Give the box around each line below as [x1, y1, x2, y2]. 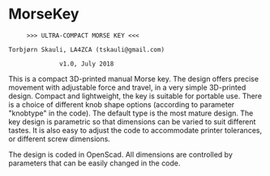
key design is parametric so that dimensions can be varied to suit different [8, 116, 256, 126]
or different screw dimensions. [8, 134, 111, 144]
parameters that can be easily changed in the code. [8, 158, 181, 168]
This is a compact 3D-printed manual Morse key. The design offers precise [8, 73, 259, 83]
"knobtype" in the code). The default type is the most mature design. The [8, 108, 254, 118]
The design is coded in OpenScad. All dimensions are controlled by [8, 149, 234, 159]
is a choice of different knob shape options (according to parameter [8, 99, 235, 109]
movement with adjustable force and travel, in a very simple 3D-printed [8, 82, 246, 92]
